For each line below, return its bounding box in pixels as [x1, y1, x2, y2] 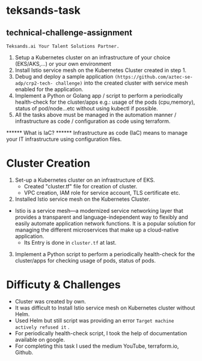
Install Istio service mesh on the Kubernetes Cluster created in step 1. [14, 67, 186, 74]
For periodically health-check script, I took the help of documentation [14, 329, 188, 336]
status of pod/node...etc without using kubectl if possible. [14, 105, 158, 112]
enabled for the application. [14, 86, 84, 93]
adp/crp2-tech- [14, 80, 54, 86]
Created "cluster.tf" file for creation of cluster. [23, 182, 138, 189]
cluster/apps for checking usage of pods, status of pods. [14, 257, 156, 264]
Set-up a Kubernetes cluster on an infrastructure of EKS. [14, 176, 155, 183]
